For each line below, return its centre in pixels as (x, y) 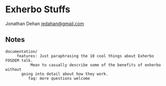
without (14, 69)
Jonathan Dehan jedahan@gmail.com (45, 24)
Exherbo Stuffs (38, 9)
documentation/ (21, 51)
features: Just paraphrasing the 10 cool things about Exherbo (85, 56)
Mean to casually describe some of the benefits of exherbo (96, 65)
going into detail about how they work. (65, 74)
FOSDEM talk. (19, 60)
